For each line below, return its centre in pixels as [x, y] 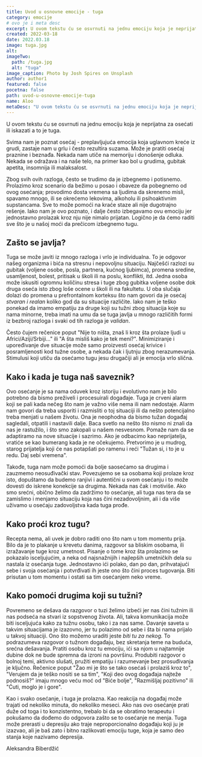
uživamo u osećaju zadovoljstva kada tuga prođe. [68, 505]
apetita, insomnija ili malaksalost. [47, 167]
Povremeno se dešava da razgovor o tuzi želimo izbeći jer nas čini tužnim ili [100, 610]
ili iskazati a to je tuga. [34, 130]
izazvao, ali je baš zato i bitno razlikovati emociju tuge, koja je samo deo [95, 730]
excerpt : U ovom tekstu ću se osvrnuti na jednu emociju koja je [90, 29]
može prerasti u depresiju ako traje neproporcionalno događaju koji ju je [95, 724]
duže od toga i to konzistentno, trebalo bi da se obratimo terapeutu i [90, 711]
